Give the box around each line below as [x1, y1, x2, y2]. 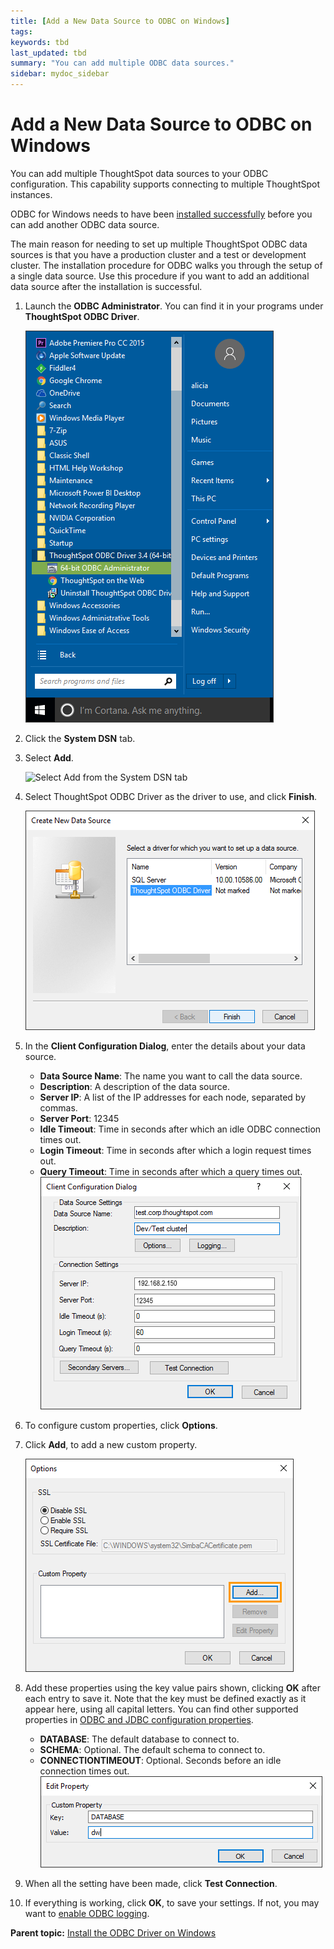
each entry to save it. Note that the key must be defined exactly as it [24, 1692, 307, 1704]
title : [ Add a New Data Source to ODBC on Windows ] [10, 16, 230, 26]
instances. [10, 188, 53, 200]
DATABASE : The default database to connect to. [39, 1733, 240, 1745]
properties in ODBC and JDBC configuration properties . [24, 1713, 254, 1725]
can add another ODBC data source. [10, 218, 160, 230]
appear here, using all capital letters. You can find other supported [24, 1703, 299, 1715]
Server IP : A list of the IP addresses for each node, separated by [39, 1091, 307, 1103]
